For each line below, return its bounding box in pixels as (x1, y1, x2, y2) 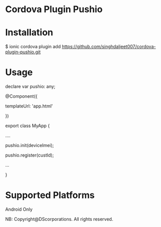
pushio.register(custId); (5, 152, 54, 158)
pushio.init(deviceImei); (5, 142, 54, 148)
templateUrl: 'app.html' (5, 103, 53, 109)
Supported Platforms (5, 190, 95, 201)
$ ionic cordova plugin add (5, 44, 61, 50)
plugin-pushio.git (5, 49, 41, 55)
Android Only (5, 206, 33, 212)
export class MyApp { (5, 123, 50, 129)
